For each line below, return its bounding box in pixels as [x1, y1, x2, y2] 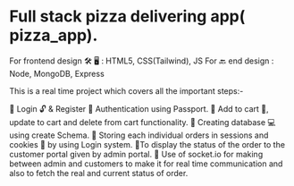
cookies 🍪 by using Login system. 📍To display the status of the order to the [9, 139, 286, 149]
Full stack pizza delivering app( [9, 6, 246, 27]
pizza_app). [9, 25, 98, 46]
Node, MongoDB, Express [9, 68, 105, 79]
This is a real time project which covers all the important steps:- [9, 85, 244, 96]
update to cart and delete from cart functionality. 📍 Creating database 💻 [9, 116, 276, 127]
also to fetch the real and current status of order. [9, 167, 189, 178]
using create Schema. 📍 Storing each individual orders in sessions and [9, 130, 269, 140]
